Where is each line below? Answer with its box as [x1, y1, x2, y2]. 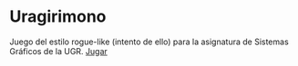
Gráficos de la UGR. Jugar [9, 45, 108, 56]
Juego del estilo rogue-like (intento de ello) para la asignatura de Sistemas [9, 36, 289, 47]
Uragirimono [9, 6, 107, 27]
